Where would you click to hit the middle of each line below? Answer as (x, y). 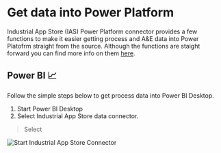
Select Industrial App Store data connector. (78, 116)
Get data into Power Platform (91, 13)
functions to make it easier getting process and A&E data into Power (103, 38)
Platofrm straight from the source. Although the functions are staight (104, 46)
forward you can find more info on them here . (71, 53)
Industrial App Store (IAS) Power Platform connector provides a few (102, 31)
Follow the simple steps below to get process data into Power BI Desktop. (110, 95)
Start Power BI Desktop (50, 109)
